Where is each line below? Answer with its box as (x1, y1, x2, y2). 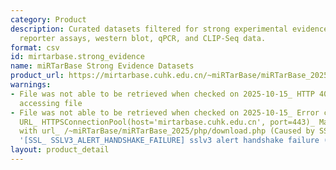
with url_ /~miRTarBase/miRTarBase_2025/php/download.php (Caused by (19, 126, 315, 136)
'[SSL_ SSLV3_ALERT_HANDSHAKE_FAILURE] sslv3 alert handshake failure (19, 136, 320, 146)
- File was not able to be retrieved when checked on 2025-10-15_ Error (10, 107, 320, 118)
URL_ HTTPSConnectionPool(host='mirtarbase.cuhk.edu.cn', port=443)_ (19, 117, 315, 127)
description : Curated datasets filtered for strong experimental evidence (10, 24, 329, 34)
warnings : (10, 80, 52, 90)
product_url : (10, 71, 65, 81)
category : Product (10, 14, 87, 25)
